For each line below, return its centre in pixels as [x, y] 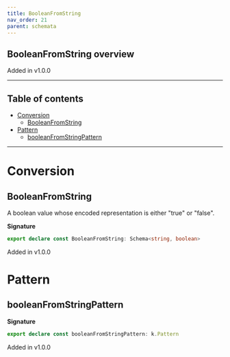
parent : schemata [32, 26]
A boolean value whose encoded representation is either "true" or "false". [111, 213]
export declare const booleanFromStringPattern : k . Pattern [93, 334]
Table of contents [45, 99]
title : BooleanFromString [44, 13]
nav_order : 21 [27, 20]
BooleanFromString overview [71, 54]
